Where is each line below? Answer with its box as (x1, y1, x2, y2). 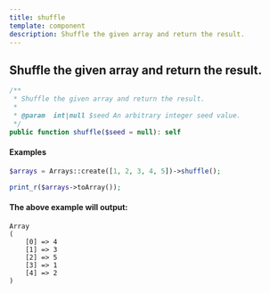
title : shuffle (9, 12, 66, 22)
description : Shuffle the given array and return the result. (9, 29, 245, 38)
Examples (9, 147, 47, 158)
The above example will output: (9, 201, 128, 212)
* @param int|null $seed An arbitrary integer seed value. (12, 110, 241, 120)
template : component (9, 21, 86, 30)
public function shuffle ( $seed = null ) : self (9, 127, 181, 136)
